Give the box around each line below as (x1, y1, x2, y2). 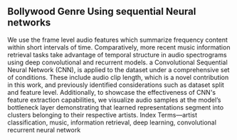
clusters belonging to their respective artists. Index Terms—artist (7, 110, 198, 119)
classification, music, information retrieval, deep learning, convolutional (7, 118, 217, 127)
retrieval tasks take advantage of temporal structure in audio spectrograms (7, 50, 227, 59)
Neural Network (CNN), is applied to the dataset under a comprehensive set (7, 65, 230, 74)
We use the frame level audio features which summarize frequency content (7, 35, 228, 44)
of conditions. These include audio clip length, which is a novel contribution (7, 73, 229, 81)
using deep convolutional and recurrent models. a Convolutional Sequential (7, 58, 228, 66)
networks (7, 17, 51, 29)
